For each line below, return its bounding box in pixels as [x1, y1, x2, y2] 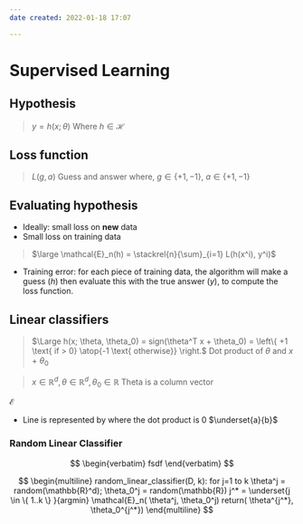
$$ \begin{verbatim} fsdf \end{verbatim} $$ [70, 458, 234, 469]
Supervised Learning [9, 60, 170, 81]
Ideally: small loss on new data [22, 222, 137, 233]
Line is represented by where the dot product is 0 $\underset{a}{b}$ [22, 414, 279, 425]
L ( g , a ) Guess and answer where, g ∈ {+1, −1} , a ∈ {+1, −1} [31, 171, 251, 182]
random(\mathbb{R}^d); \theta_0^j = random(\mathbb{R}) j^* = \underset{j [13, 485, 291, 496]
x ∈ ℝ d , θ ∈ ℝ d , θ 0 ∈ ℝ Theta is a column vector [31, 375, 214, 389]
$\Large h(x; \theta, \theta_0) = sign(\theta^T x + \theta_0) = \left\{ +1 [31, 336, 289, 347]
